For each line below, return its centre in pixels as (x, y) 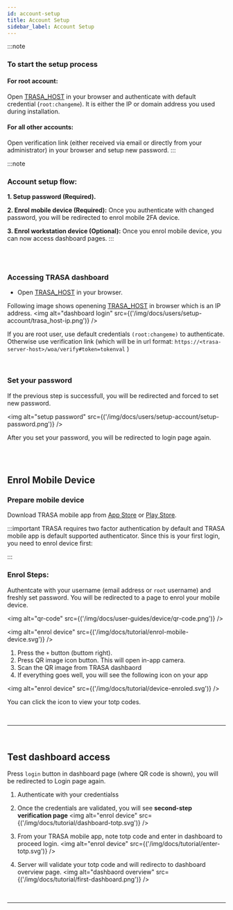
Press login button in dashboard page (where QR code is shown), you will (113, 774)
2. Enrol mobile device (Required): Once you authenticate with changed (111, 210)
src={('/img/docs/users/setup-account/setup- (154, 416)
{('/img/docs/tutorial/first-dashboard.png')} (79, 879)
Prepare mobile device (46, 500)
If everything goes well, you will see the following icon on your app (112, 675)
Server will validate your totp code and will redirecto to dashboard (111, 865)
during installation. (34, 111)
